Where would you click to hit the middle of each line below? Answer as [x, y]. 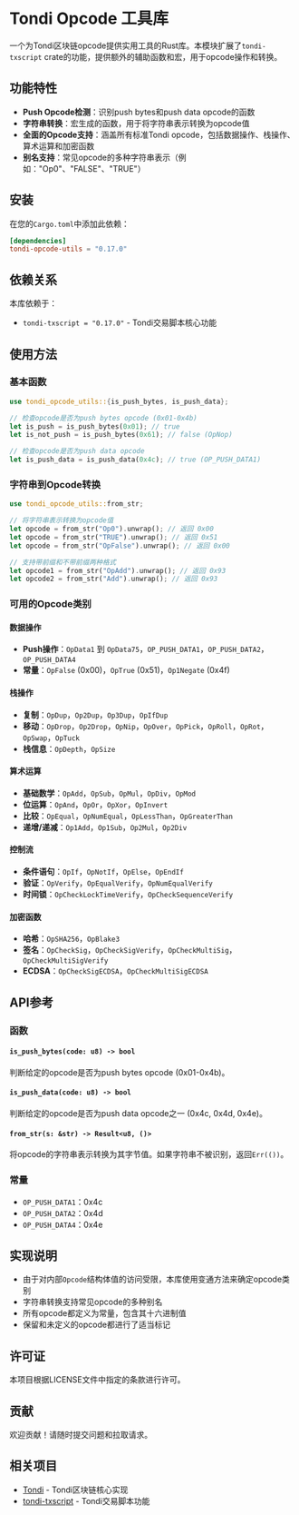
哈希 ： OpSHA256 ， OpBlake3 [71, 939]
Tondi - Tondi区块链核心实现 [75, 1490]
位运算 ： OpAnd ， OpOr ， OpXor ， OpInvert [95, 804]
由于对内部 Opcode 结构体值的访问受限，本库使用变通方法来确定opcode [152, 1279]
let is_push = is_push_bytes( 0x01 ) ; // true [95, 426]
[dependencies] [38, 241]
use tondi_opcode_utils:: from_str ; [77, 504]
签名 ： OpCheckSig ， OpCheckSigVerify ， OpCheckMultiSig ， [130, 950]
